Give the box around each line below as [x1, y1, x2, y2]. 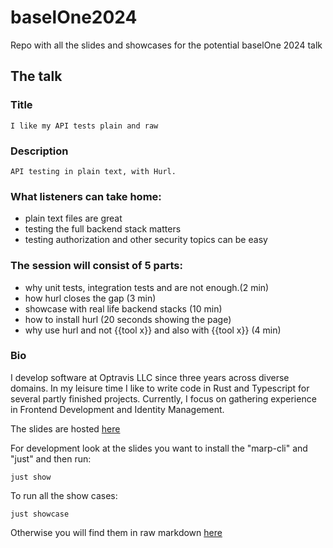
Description [10, 144, 69, 158]
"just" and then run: [10, 452, 92, 465]
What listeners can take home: [10, 189, 162, 203]
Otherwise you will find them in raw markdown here [10, 526, 223, 538]
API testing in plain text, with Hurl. [10, 166, 177, 176]
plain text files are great [24, 212, 123, 225]
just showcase [10, 509, 70, 519]
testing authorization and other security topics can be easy [24, 234, 268, 246]
